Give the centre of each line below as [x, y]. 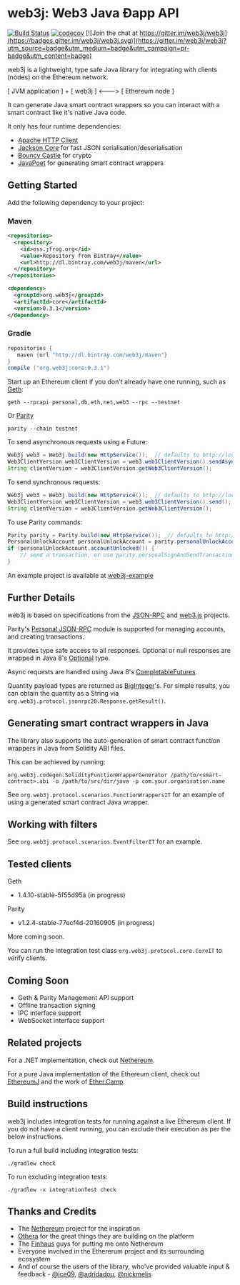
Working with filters [52, 824]
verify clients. [27, 958]
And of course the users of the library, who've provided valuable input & [124, 1266]
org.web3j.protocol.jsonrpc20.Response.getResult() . [87, 701]
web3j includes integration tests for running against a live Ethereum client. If [119, 1121]
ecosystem [34, 1259]
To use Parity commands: [45, 522]
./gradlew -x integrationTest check [62, 1190]
